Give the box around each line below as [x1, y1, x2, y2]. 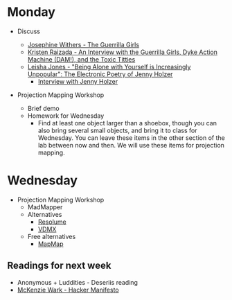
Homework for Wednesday [27, 112, 105, 120]
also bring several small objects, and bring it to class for [37, 126, 197, 134]
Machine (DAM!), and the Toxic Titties [27, 55, 136, 63]
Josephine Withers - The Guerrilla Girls [27, 40, 140, 48]
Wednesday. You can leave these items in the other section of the [37, 133, 225, 142]
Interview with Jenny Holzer [37, 77, 118, 85]
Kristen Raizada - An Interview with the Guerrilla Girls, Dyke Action [27, 48, 218, 56]
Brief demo [27, 104, 60, 112]
